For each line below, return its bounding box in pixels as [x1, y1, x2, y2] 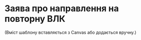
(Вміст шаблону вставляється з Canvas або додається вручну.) [4, 29, 137, 35]
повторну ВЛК [4, 13, 65, 24]
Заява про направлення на [4, 3, 119, 14]
